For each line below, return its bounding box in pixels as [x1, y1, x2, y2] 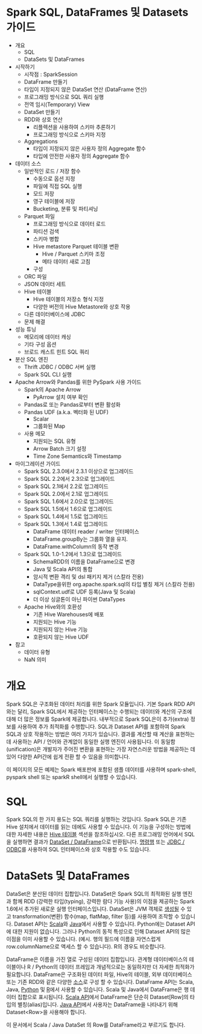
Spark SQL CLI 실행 [24, 371, 72, 378]
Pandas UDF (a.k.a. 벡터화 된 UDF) [24, 408, 109, 416]
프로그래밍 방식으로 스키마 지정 [33, 131, 106, 138]
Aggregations [24, 137, 58, 145]
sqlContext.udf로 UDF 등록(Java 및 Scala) [33, 588, 136, 595]
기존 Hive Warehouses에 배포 [33, 610, 104, 618]
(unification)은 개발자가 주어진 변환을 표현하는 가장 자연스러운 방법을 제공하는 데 [6, 745, 196, 753]
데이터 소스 [14, 160, 42, 167]
